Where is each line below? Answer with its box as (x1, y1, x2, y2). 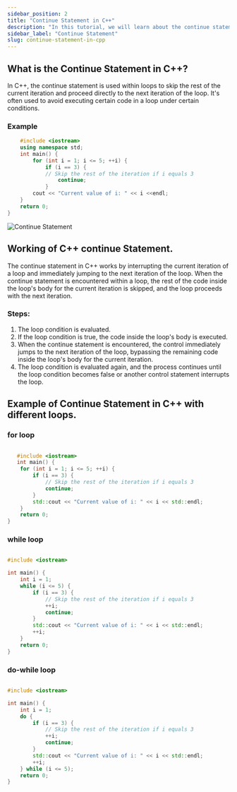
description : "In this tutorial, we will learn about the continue (7, 23, 210, 30)
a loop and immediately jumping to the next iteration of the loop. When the (7, 269, 224, 277)
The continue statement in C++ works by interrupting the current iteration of (7, 262, 229, 270)
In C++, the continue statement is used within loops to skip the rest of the (7, 81, 221, 90)
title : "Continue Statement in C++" (7, 17, 115, 24)
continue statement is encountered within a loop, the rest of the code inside (7, 276, 228, 285)
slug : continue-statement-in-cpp (7, 37, 106, 44)
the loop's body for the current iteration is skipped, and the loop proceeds (7, 284, 222, 293)
